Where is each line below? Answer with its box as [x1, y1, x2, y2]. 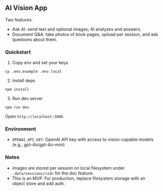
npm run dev [5, 105, 29, 110]
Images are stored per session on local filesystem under [12, 165, 125, 171]
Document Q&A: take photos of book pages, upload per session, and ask [12, 31, 158, 37]
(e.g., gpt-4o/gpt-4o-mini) [12, 142, 65, 148]
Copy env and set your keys [12, 60, 69, 66]
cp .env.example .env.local [5, 69, 62, 74]
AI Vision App [5, 4, 48, 12]
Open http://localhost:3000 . [5, 114, 65, 120]
